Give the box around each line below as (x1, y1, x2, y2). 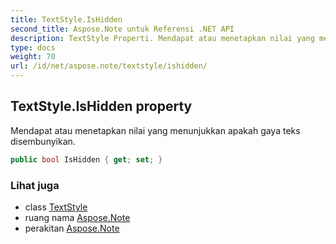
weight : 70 (10, 52, 56, 62)
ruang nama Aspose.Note (24, 211, 131, 223)
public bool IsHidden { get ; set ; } (10, 154, 163, 165)
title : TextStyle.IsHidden (10, 14, 123, 25)
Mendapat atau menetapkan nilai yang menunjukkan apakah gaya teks (10, 124, 301, 136)
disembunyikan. (10, 135, 76, 147)
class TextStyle (24, 201, 88, 213)
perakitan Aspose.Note (24, 222, 120, 234)
